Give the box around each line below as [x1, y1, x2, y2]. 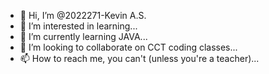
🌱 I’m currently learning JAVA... [19, 31, 148, 42]
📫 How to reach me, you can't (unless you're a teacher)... [19, 53, 260, 64]
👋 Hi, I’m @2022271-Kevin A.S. [19, 10, 147, 21]
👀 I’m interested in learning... [19, 20, 138, 32]
